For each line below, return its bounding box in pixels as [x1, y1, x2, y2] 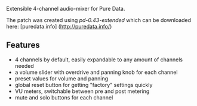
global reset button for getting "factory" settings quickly [14, 81, 153, 88]
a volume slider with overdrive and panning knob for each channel [14, 68, 178, 76]
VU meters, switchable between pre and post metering [14, 88, 150, 95]
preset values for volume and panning [14, 74, 109, 82]
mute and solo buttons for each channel [14, 93, 113, 101]
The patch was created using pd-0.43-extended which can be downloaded [6, 17, 192, 23]
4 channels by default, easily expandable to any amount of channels [14, 56, 183, 63]
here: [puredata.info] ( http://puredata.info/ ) [6, 23, 112, 30]
